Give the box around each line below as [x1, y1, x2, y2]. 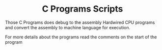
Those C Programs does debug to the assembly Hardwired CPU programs [5, 19, 155, 25]
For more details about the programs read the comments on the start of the [5, 34, 157, 40]
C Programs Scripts [42, 3, 123, 15]
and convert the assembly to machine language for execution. [5, 24, 131, 30]
